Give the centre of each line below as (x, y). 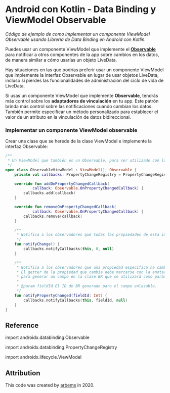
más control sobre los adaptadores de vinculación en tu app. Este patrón (82, 101)
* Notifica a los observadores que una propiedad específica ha (86, 267)
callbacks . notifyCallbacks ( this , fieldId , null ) (76, 300)
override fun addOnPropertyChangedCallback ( (62, 184)
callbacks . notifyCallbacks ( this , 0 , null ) (69, 249)
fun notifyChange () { (37, 244)
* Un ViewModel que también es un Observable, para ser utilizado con (83, 161)
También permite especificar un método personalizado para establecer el (82, 112)
